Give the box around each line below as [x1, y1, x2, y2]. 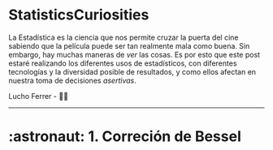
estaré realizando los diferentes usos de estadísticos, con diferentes [8, 58, 237, 68]
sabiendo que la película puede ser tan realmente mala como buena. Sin [8, 41, 250, 50]
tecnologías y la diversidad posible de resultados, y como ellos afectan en [8, 66, 257, 76]
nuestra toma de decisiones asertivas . [8, 75, 136, 85]
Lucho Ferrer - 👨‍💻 [8, 91, 69, 101]
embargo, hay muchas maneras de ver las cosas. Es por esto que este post [8, 49, 261, 59]
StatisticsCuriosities [8, 6, 149, 24]
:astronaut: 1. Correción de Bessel [8, 127, 241, 146]
